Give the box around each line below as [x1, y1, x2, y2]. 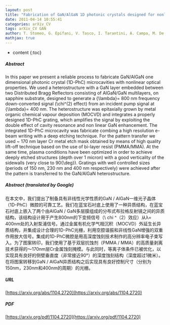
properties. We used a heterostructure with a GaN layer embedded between [5, 84, 163, 90]
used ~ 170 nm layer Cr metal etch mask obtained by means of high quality [5, 138, 161, 144]
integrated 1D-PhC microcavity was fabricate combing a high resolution [5, 127, 154, 133]
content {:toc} [12, 49, 42, 56]
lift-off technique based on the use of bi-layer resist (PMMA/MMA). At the [5, 144, 159, 150]
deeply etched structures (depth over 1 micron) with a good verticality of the [5, 154, 164, 160]
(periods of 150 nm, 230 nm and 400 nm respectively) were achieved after [5, 165, 160, 171]
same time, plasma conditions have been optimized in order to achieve [5, 149, 153, 155]
